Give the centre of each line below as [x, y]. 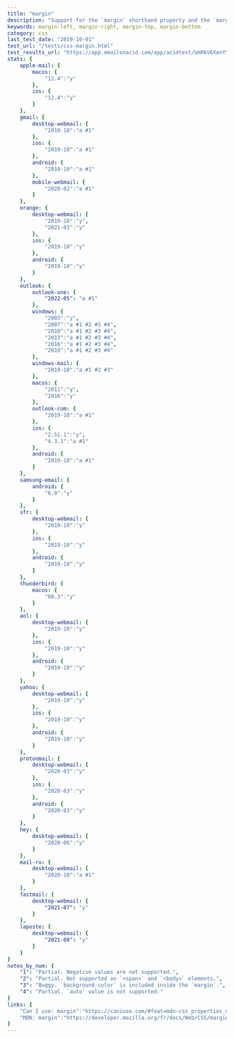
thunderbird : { [42, 583]
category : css [28, 33]
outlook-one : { [54, 292]
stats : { [20, 59]
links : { [20, 1005]
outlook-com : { [54, 409]
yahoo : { [32, 687]
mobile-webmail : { [59, 182]
